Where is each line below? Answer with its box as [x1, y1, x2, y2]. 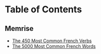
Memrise [5, 24, 34, 33]
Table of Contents [5, 4, 82, 15]
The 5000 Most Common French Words [12, 43, 96, 49]
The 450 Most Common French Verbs [12, 38, 92, 44]
